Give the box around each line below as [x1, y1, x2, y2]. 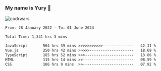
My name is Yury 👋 [5, 4, 51, 11]
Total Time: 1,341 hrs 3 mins [5, 34, 68, 39]
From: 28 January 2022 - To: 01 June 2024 [5, 25, 94, 30]
